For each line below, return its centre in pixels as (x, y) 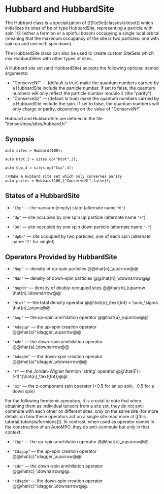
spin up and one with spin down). (39, 43)
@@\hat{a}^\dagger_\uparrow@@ (47, 332)
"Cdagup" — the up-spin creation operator (54, 451)
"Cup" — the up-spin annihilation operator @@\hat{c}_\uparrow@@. (81, 442)
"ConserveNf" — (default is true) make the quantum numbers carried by (85, 83)
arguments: (17, 73)
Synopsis (20, 139)
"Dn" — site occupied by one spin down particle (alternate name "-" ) (82, 227)
